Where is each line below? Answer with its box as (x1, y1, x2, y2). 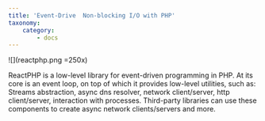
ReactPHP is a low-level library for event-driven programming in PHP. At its (8, 70, 254, 80)
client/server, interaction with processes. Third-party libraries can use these (8, 96, 257, 105)
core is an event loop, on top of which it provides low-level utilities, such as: (8, 79, 256, 89)
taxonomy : (8, 19, 41, 27)
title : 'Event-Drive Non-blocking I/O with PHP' (8, 11, 176, 20)
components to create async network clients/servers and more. (8, 104, 216, 114)
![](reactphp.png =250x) (8, 55, 88, 65)
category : (22, 26, 56, 34)
